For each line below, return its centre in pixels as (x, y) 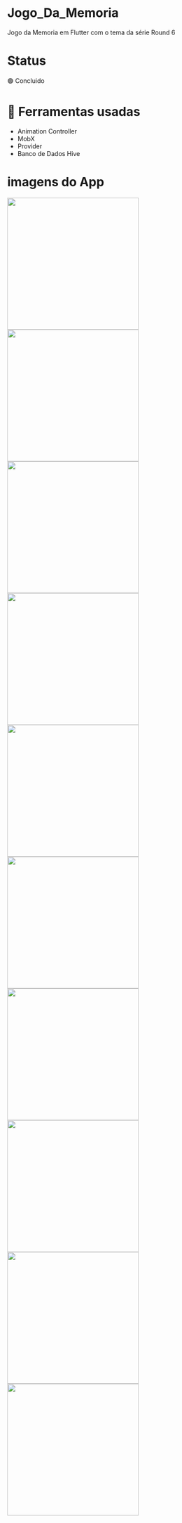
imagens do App (56, 182)
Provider (30, 146)
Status (27, 61)
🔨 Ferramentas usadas (74, 112)
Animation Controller (47, 131)
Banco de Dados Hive (49, 153)
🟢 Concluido (26, 80)
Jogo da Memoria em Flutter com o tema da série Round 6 (91, 32)
